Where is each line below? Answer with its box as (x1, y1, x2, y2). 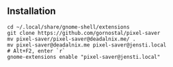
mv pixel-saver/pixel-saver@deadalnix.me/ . (7, 36, 136, 42)
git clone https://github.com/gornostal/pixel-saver (7, 29, 161, 36)
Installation (7, 5, 56, 17)
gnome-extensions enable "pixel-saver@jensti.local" (7, 53, 161, 60)
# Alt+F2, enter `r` (7, 47, 66, 54)
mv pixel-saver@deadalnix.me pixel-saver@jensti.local (7, 41, 167, 49)
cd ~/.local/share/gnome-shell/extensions (7, 23, 130, 30)
